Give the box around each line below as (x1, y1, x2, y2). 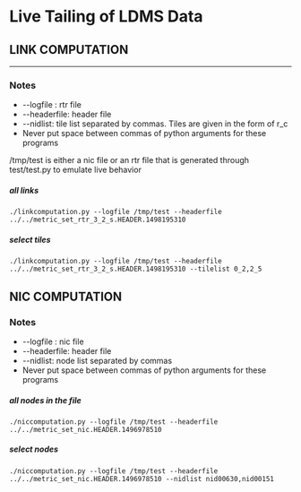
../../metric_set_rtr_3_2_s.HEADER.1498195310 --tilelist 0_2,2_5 (9, 264, 262, 274)
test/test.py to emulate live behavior (9, 164, 142, 176)
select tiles (9, 234, 51, 245)
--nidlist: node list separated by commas (21, 355, 173, 366)
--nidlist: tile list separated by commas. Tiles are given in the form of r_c (21, 118, 288, 129)
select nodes (9, 444, 59, 454)
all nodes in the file (9, 394, 82, 405)
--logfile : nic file (21, 336, 84, 347)
